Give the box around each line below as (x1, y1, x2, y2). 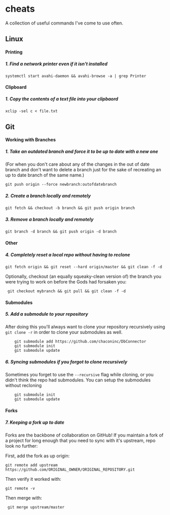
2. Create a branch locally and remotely (5, 193, 91, 199)
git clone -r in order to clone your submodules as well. (5, 329, 123, 336)
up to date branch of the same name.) (5, 172, 85, 178)
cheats (5, 3, 35, 15)
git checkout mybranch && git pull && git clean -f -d (7, 289, 126, 294)
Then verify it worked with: (5, 476, 62, 482)
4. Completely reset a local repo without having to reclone (5, 251, 130, 257)
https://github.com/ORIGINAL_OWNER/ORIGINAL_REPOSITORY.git (5, 467, 135, 472)
